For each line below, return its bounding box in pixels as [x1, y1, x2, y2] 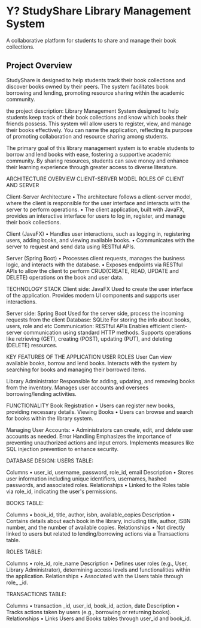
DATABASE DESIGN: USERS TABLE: [6, 457, 94, 464]
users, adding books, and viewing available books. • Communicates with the [6, 236, 195, 244]
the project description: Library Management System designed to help [6, 107, 179, 115]
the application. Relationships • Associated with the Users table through [6, 572, 184, 579]
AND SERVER [6, 181, 39, 188]
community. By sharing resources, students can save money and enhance [6, 157, 189, 164]
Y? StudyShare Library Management [6, 4, 191, 18]
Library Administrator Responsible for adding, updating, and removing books [6, 377, 195, 384]
